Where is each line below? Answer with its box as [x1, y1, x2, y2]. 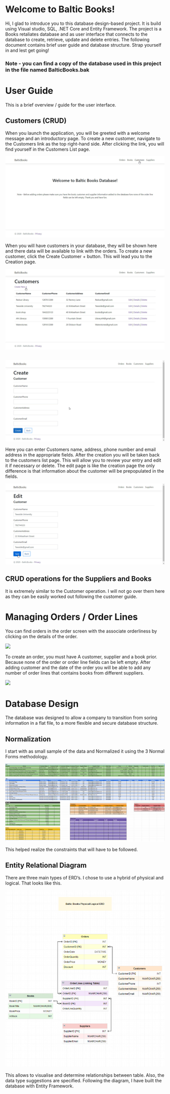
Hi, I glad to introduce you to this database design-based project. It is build [5, 20, 161, 26]
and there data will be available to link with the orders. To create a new [5, 248, 153, 254]
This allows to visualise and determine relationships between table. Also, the [5, 1072, 164, 1078]
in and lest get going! [5, 47, 50, 53]
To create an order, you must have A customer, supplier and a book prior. [5, 653, 158, 660]
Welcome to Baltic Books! [5, 4, 115, 15]
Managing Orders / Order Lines [5, 611, 138, 622]
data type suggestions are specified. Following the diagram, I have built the [5, 1078, 162, 1084]
